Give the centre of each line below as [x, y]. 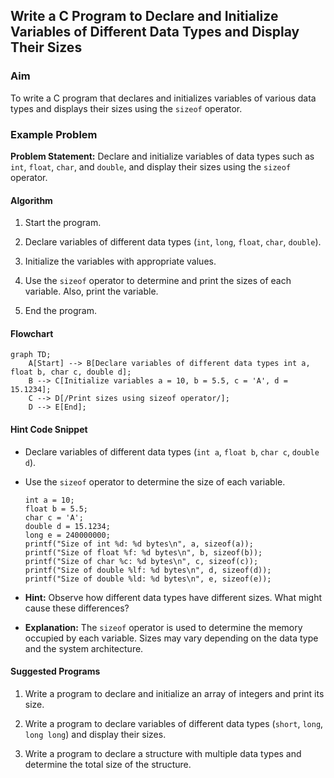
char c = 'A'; [54, 517]
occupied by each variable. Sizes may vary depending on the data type [171, 638]
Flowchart [32, 333]
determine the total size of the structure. [108, 764]
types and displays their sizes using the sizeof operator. [126, 108]
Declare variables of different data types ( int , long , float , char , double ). [173, 242]
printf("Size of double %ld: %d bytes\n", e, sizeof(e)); [148, 579]
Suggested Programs [55, 671]
